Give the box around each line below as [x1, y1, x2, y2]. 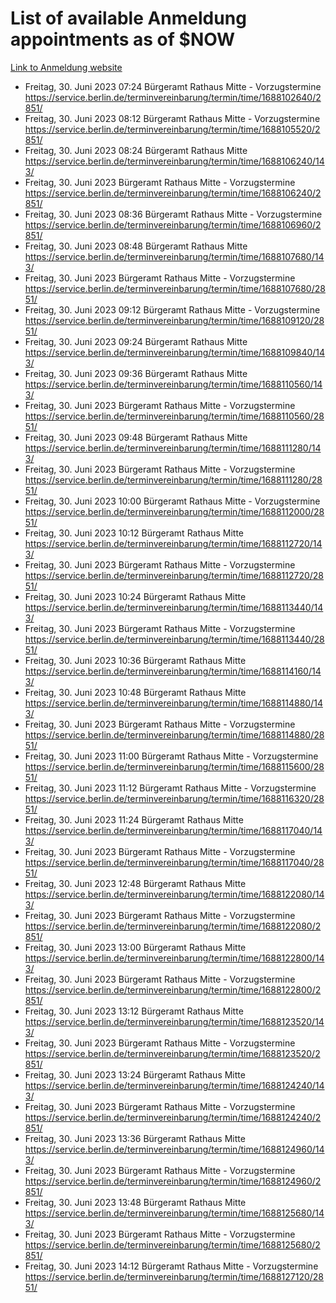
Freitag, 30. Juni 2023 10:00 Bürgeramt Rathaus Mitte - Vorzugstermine [24, 495, 321, 507]
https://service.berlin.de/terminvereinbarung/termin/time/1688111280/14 [24, 442, 322, 454]
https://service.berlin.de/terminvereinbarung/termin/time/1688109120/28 [24, 314, 325, 326]
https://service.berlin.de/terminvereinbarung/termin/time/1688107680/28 [24, 282, 326, 294]
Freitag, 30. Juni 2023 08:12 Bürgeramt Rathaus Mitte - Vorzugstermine [24, 112, 321, 124]
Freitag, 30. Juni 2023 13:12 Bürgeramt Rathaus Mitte [24, 1005, 244, 1017]
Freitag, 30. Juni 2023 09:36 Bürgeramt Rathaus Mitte [24, 367, 248, 379]
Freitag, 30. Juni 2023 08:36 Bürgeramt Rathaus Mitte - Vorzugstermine [24, 208, 323, 220]
